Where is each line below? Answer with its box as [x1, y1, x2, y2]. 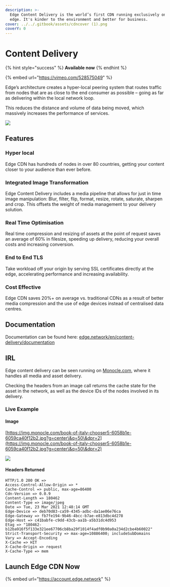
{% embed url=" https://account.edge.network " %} [5, 576, 111, 582]
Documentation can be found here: [5, 334, 78, 340]
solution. [5, 207, 24, 213]
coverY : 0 [5, 26, 26, 31]
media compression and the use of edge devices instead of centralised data [5, 300, 164, 306]
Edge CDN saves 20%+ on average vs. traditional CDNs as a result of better [5, 295, 164, 301]
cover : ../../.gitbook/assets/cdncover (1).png [5, 21, 108, 27]
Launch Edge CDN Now [5, 562, 80, 571]
